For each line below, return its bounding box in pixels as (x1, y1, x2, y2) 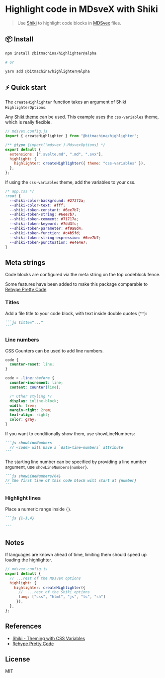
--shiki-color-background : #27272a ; (9, 198, 85, 203)
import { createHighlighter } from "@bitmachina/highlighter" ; (5, 134, 139, 139)
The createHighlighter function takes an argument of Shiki (5, 99, 127, 105)
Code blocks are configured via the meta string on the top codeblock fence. (5, 272, 161, 278)
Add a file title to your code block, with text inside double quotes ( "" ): (5, 310, 148, 316)
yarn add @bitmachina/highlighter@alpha (5, 69, 90, 74)
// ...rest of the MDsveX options (9, 576, 81, 581)
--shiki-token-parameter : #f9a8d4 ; (9, 226, 83, 231)
